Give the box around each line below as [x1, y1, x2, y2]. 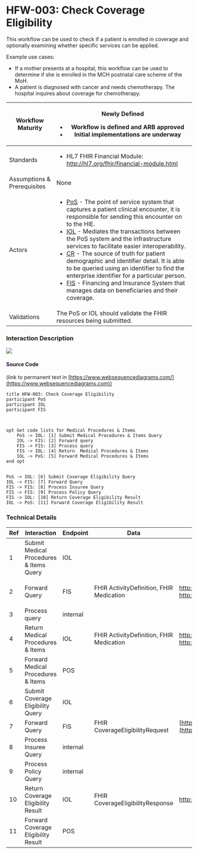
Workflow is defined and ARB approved [71, 123, 184, 131]
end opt [6, 458, 25, 465]
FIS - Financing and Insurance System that [66, 278, 186, 287]
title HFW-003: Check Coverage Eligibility [6, 392, 115, 398]
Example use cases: [6, 53, 55, 60]
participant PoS [6, 396, 46, 403]
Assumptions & [9, 175, 51, 183]
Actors [9, 245, 28, 254]
